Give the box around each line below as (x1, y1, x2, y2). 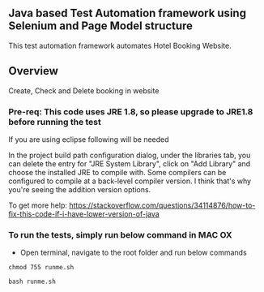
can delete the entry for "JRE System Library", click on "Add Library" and (8, 158, 251, 169)
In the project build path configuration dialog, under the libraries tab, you (8, 150, 251, 160)
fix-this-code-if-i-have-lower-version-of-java (8, 208, 160, 218)
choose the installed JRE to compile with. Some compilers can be (8, 167, 227, 177)
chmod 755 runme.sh (8, 264, 75, 272)
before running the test (8, 116, 101, 127)
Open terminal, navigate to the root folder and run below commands (19, 247, 247, 258)
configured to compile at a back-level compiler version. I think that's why (8, 176, 252, 186)
